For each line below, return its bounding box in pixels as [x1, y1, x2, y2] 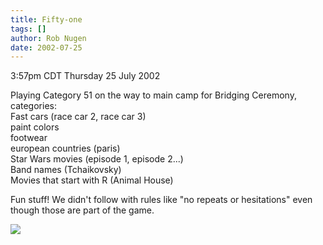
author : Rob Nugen [10, 33, 87, 43]
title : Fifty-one [10, 14, 83, 25]
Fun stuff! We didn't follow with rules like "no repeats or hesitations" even [10, 194, 313, 206]
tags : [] [10, 24, 47, 34]
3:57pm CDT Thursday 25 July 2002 [10, 70, 161, 82]
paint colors [10, 121, 60, 133]
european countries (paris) [10, 142, 121, 155]
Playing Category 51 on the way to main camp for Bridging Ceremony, [10, 89, 297, 101]
